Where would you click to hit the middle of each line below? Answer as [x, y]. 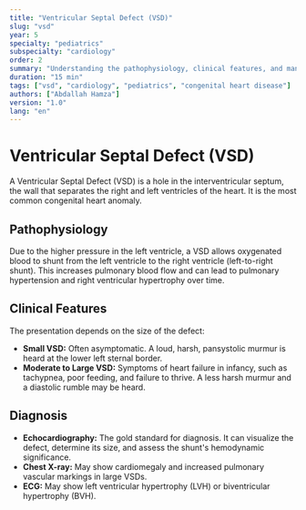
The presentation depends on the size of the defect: [107, 331]
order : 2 [26, 60]
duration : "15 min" [46, 77]
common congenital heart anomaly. [76, 200]
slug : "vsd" [32, 26]
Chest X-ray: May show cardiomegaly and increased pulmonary [143, 466]
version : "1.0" [38, 102]
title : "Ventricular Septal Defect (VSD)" [91, 18]
